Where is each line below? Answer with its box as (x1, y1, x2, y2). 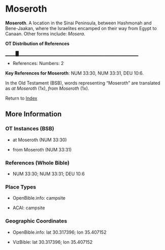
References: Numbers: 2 (12, 60, 64, 66)
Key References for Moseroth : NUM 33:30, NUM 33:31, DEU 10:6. (5, 70, 144, 76)
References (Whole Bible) (5, 159, 70, 166)
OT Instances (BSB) (5, 125, 54, 132)
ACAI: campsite (12, 205, 45, 211)
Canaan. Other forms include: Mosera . (5, 30, 85, 37)
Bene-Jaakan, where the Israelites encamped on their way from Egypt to (5, 25, 157, 31)
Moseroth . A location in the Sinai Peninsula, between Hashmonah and (5, 20, 152, 26)
